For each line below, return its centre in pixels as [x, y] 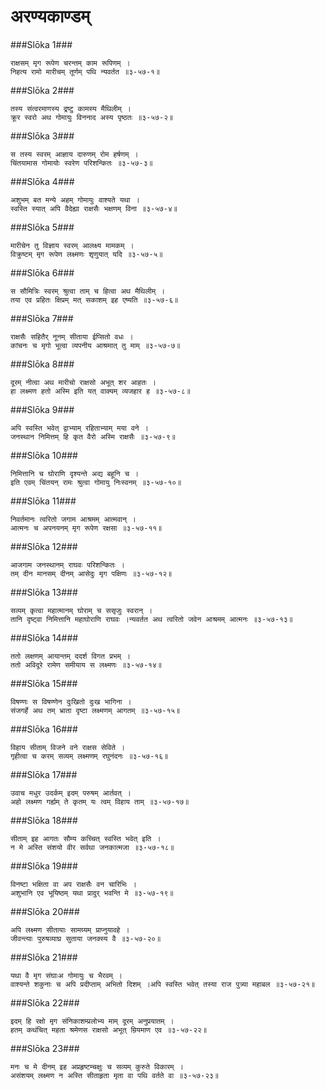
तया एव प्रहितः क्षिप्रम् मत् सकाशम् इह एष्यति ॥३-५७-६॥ [94, 300]
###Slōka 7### [42, 318]
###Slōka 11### [43, 501]
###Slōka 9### [42, 409]
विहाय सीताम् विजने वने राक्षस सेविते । [68, 747]
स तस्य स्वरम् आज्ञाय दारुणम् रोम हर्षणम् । [74, 154]
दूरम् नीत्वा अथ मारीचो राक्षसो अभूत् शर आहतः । [83, 382]
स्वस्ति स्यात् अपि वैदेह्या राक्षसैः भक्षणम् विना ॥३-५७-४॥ [94, 208]
